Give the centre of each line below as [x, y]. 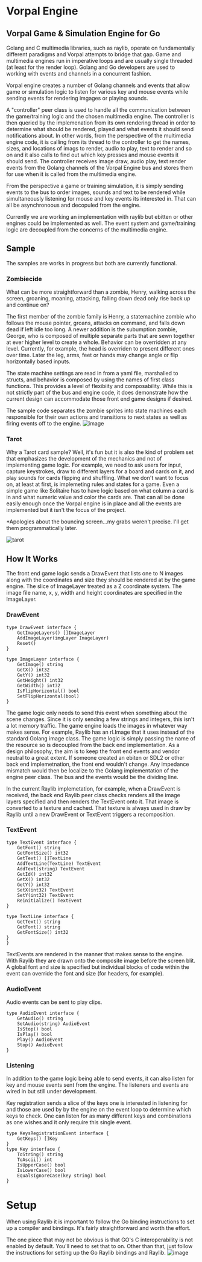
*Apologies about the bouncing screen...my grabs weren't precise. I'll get [97, 522]
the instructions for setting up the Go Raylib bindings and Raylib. [86, 1253]
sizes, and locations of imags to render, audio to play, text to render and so [99, 148]
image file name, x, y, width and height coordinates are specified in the [94, 593]
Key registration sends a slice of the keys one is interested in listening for [97, 1103]
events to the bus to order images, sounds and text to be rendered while [96, 192]
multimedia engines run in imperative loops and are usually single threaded [99, 61]
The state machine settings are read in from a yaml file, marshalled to [92, 374]
